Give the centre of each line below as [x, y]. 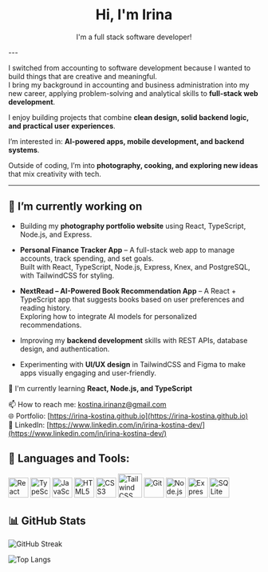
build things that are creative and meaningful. [83, 76]
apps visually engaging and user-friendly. [88, 373]
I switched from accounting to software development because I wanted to [130, 68]
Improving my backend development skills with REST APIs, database [134, 340]
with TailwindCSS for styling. [67, 275]
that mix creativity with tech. [55, 174]
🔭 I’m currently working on [75, 207]
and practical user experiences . [62, 126]
